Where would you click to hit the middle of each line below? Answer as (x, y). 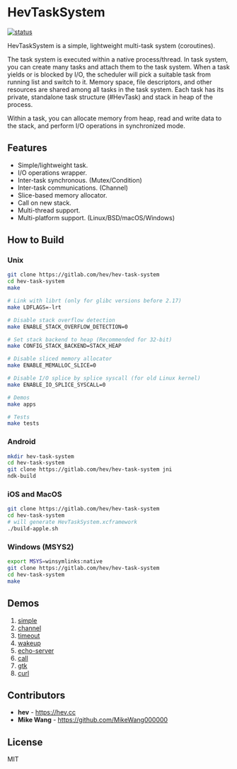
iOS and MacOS (35, 494)
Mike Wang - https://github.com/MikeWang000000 (93, 720)
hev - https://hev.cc (47, 712)
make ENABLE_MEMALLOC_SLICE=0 (52, 365)
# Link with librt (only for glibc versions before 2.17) (94, 301)
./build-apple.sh (33, 529)
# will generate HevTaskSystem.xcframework (73, 522)
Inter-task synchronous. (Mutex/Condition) (80, 180)
